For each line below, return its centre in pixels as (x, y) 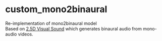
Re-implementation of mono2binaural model (51, 23)
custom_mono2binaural (56, 9)
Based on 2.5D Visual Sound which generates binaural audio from (74, 28)
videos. (26, 34)
